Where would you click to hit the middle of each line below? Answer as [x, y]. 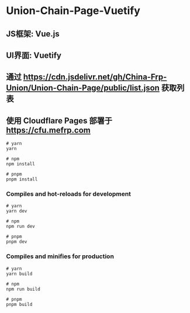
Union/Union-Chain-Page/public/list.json [83, 88]
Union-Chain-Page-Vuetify [73, 11]
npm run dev [20, 227]
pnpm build [19, 304]
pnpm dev [17, 242]
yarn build [19, 274]
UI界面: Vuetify [34, 55]
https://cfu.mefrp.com [48, 130]
